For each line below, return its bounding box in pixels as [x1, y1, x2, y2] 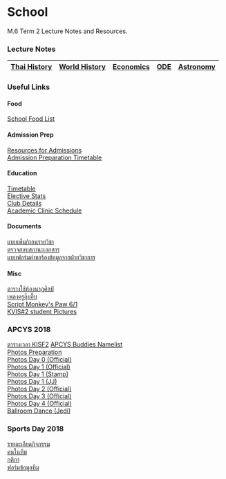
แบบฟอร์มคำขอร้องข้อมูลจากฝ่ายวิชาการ [7, 253, 95, 261]
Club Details [7, 199, 42, 207]
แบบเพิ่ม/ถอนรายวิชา [7, 237, 54, 246]
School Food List [7, 115, 55, 123]
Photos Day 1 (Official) [7, 363, 70, 371]
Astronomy [178, 62, 216, 72]
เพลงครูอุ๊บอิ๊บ [7, 293, 38, 301]
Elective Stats [7, 191, 46, 200]
